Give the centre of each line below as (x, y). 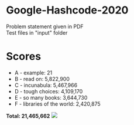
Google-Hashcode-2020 (67, 10)
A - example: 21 (33, 72)
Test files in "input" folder (37, 32)
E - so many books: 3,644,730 (51, 97)
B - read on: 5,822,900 (42, 79)
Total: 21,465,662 (28, 116)
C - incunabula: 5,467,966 (46, 85)
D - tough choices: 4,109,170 (49, 91)
